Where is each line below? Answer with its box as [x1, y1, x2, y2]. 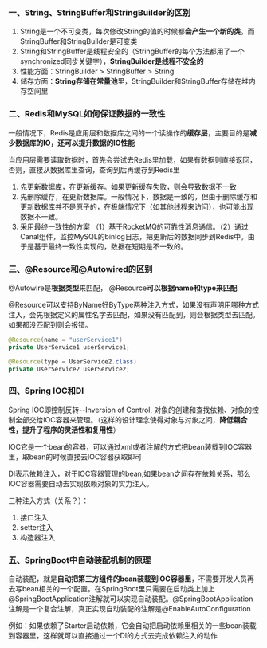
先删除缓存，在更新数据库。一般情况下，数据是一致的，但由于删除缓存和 [19, 191, 257, 201]
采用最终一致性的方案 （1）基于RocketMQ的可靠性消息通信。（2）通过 [19, 222, 249, 231]
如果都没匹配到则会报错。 [8, 320, 92, 329]
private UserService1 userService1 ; [8, 343, 130, 351]
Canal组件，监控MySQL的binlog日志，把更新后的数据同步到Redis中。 [19, 231, 249, 241]
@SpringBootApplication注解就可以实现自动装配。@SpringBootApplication [8, 594, 253, 603]
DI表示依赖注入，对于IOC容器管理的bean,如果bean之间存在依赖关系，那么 [8, 469, 251, 478]
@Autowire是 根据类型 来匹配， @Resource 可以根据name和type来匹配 [8, 283, 238, 293]
